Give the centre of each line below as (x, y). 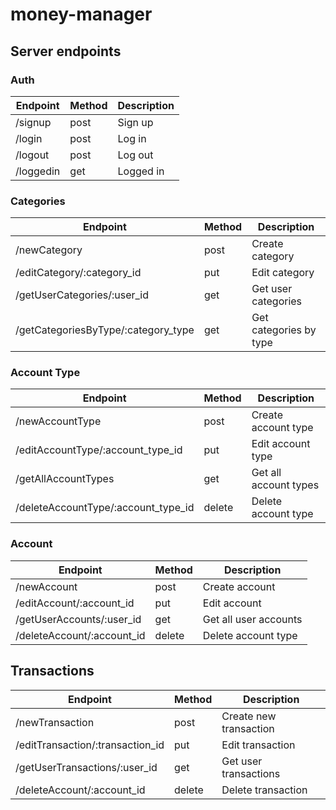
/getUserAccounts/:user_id (78, 619)
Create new (249, 716)
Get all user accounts (252, 619)
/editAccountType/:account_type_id (99, 450)
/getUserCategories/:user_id (82, 295)
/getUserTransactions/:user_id (86, 767)
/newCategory (49, 250)
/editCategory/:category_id (78, 273)
